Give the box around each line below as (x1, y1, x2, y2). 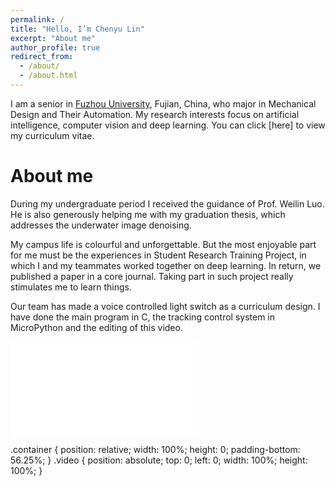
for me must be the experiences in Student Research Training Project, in (10, 249, 307, 261)
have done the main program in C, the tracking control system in (10, 311, 276, 323)
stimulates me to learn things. (10, 281, 133, 293)
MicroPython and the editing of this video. (10, 321, 183, 333)
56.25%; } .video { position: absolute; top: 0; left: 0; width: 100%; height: (10, 454, 308, 466)
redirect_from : (10, 52, 74, 62)
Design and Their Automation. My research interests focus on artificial (10, 108, 300, 120)
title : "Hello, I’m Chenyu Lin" (10, 24, 145, 34)
